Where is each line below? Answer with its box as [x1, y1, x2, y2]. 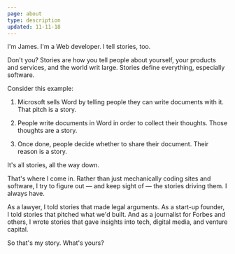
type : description [7, 17, 61, 24]
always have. [7, 190, 45, 198]
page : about [7, 10, 42, 17]
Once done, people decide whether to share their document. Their [17, 140, 209, 148]
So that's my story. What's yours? [7, 239, 105, 247]
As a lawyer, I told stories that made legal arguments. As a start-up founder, [7, 203, 225, 211]
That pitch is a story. [17, 106, 77, 114]
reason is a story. [17, 148, 68, 156]
